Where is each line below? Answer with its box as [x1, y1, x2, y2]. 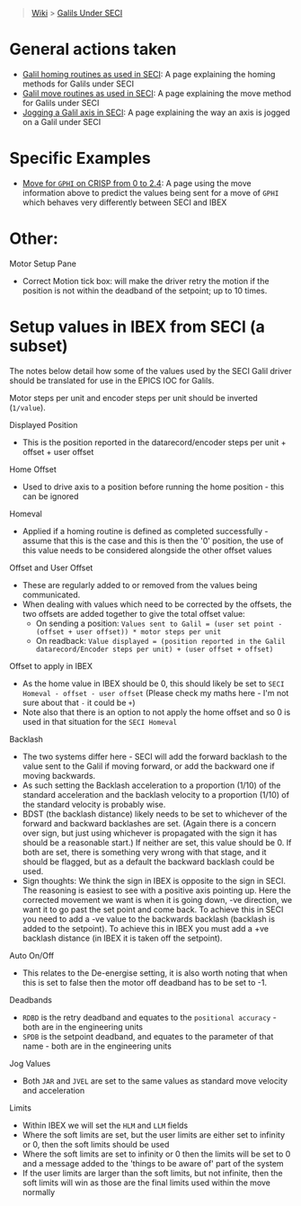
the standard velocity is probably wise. [22, 799, 166, 809]
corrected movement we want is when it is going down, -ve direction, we [22, 894, 293, 905]
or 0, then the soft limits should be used [22, 1139, 170, 1149]
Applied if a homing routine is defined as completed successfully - [22, 525, 269, 536]
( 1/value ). [9, 402, 47, 413]
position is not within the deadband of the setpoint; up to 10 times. [22, 285, 268, 296]
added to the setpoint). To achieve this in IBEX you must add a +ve [22, 923, 270, 934]
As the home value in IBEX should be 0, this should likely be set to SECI [22, 678, 285, 689]
